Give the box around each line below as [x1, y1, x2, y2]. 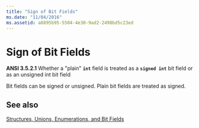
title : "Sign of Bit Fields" [6, 8, 78, 15]
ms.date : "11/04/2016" [6, 14, 62, 20]
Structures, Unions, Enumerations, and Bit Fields [6, 116, 124, 123]
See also [6, 100, 38, 110]
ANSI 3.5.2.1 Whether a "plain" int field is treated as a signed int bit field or [6, 65, 193, 72]
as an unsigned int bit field [6, 71, 71, 78]
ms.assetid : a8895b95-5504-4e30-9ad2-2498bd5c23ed [6, 20, 134, 25]
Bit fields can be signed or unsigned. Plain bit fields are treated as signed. [6, 82, 186, 89]
